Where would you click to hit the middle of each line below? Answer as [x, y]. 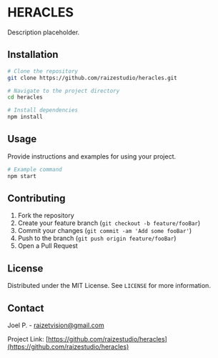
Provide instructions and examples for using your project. [92, 156]
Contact [26, 308]
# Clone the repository [43, 71]
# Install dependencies [43, 110]
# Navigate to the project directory [64, 91]
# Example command [35, 169]
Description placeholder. [44, 32]
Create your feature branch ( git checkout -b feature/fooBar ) [109, 223]
